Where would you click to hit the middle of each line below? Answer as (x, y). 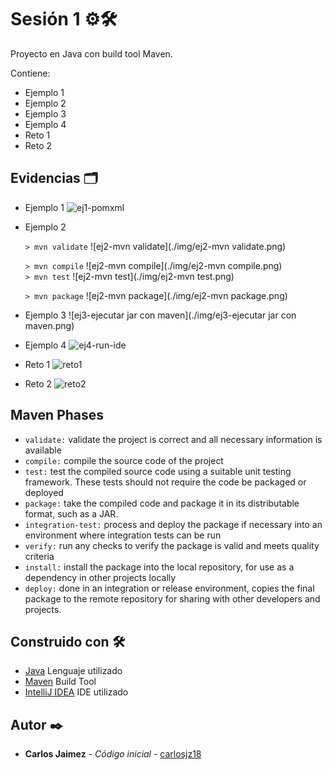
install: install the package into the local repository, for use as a (159, 567)
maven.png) (49, 325)
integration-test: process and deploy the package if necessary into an (173, 524)
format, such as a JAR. (71, 513)
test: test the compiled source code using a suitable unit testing (158, 471)
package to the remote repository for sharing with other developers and (172, 598)
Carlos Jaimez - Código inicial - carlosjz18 (113, 754)
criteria (39, 556)
